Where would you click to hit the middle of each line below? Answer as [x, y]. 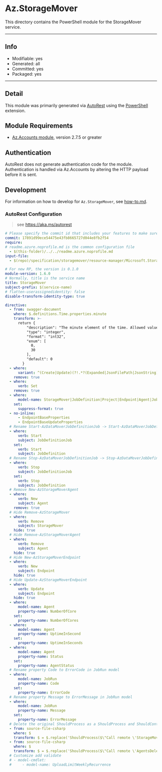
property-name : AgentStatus [46, 665]
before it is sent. [21, 174]
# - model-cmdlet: [28, 760]
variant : [27, 373]
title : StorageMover [26, 283]
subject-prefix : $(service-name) [39, 287]
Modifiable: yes [27, 58]
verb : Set [27, 386]
